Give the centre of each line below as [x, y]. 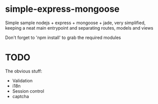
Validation [22, 80]
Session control [28, 91]
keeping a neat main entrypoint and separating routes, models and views [79, 28]
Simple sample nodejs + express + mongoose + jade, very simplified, [75, 23]
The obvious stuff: [24, 71]
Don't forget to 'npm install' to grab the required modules [63, 37]
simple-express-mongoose [62, 9]
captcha [20, 96]
